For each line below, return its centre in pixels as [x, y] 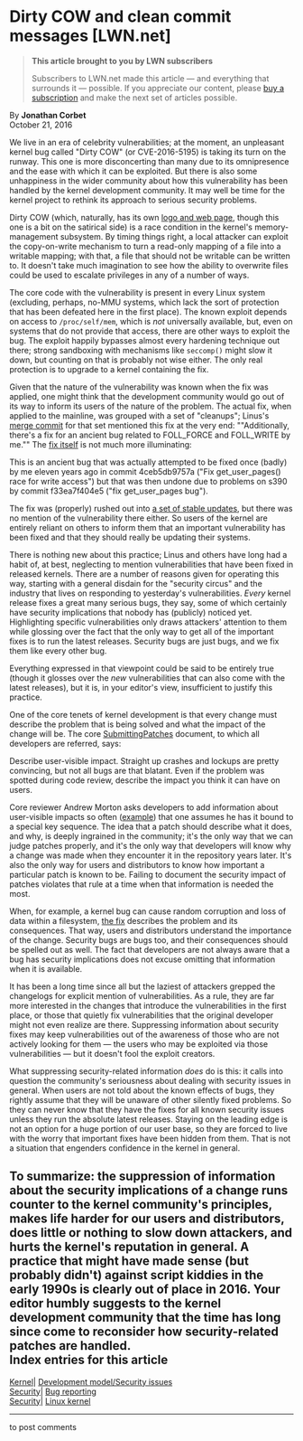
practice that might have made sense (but [129, 1262]
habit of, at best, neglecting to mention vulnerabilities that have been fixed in [151, 564]
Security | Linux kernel [50, 1401]
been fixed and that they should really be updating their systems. [130, 537]
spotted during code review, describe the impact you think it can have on [145, 780]
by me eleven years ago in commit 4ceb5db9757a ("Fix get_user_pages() [145, 471]
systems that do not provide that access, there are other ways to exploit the [150, 331]
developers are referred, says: [65, 743]
